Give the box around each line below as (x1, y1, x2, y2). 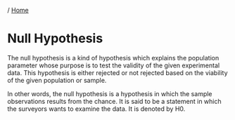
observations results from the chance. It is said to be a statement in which (7, 97, 222, 105)
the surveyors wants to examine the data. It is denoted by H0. (7, 105, 186, 113)
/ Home (7, 6, 30, 14)
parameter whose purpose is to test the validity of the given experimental (7, 61, 220, 69)
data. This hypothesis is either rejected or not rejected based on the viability (7, 68, 228, 76)
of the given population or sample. (7, 76, 107, 84)
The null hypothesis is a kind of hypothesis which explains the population (7, 53, 220, 62)
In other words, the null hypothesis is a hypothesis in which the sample (7, 89, 212, 98)
